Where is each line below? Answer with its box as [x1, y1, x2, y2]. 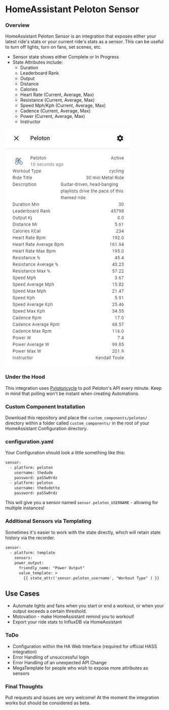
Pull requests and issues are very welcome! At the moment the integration [5, 695, 159, 701]
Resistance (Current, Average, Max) [20, 97, 95, 103]
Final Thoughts [5, 683, 43, 690]
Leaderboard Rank [20, 70, 59, 76]
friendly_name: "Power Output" [18, 565, 85, 570]
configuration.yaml [5, 438, 54, 445]
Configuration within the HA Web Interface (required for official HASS [12, 643, 157, 649]
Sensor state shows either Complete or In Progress [12, 54, 119, 60]
